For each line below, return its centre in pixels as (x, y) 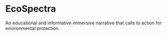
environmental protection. (33, 28)
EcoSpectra (31, 9)
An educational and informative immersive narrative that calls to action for (83, 23)
